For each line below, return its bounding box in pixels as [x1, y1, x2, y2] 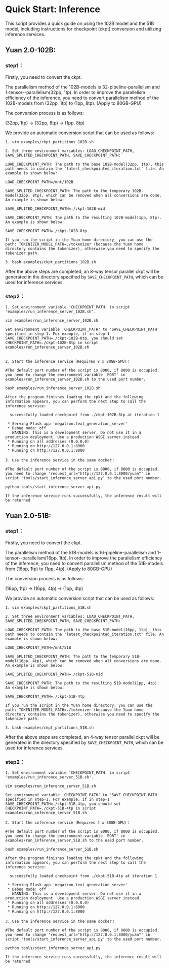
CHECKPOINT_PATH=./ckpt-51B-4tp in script [5, 805, 96, 811]
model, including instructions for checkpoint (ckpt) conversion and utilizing [5, 25, 161, 32]
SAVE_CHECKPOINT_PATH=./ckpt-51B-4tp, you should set [5, 801, 121, 806]
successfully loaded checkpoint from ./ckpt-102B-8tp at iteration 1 [10, 412, 159, 417]
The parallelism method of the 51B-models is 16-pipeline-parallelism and [5, 549, 156, 555]
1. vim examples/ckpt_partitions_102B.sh [5, 139, 94, 144]
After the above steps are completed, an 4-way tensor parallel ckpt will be [5, 734, 160, 740]
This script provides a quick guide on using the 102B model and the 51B [5, 20, 154, 26]
